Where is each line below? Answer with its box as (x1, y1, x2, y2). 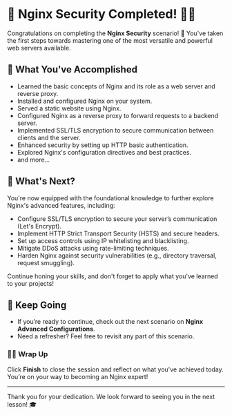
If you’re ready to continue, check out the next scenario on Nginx (17, 318, 204, 326)
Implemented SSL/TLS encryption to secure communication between (17, 126, 214, 134)
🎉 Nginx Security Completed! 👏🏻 (7, 6, 196, 22)
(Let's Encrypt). (17, 222, 62, 230)
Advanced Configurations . (17, 325, 95, 334)
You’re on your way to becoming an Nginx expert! (7, 372, 148, 380)
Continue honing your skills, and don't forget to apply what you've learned (7, 272, 219, 280)
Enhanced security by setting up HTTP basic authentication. (17, 141, 188, 149)
